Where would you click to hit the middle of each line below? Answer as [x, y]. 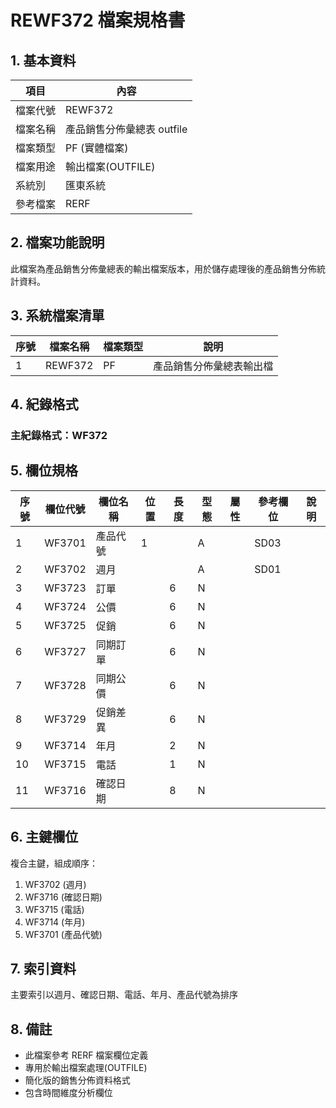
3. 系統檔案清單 [57, 316]
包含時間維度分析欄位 [68, 1093]
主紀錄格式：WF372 [59, 435]
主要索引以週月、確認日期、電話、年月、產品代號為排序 [124, 995]
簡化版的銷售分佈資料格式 [77, 1080]
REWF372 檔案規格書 [98, 20]
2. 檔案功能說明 [57, 242]
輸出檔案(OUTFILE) [110, 166]
